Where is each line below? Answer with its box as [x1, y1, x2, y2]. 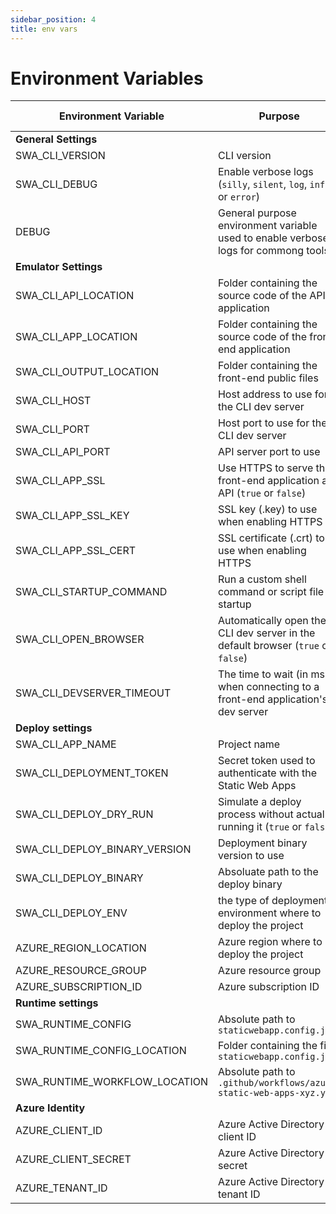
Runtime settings [15, 996, 99, 1010]
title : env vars [10, 24, 78, 34]
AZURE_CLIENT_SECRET [15, 1152, 132, 1166]
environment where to [217, 906, 322, 920]
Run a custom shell [217, 572, 307, 586]
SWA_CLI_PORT [15, 422, 90, 436]
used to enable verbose [217, 231, 329, 245]
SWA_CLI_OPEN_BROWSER [15, 632, 145, 646]
